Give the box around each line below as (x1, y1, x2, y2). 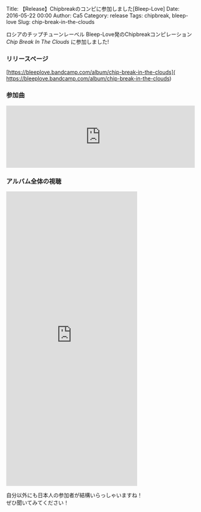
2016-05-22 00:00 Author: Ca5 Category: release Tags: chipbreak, (6, 12, 171, 19)
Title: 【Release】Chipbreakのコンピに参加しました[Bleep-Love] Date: (6, 5, 179, 12)
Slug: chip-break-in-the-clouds (17, 19, 95, 25)
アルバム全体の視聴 (6, 177, 62, 185)
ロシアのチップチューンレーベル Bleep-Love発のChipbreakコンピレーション (6, 31, 193, 38)
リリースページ (6, 55, 49, 63)
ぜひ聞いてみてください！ (6, 499, 69, 506)
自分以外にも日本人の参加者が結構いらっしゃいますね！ (6, 491, 142, 499)
